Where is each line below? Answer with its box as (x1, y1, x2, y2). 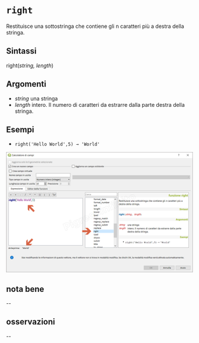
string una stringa (14, 95, 58, 102)
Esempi (6, 125, 34, 135)
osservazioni (6, 317, 55, 327)
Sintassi (6, 46, 37, 56)
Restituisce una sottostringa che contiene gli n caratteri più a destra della (6, 23, 185, 30)
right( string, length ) (6, 62, 54, 69)
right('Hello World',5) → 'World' (14, 141, 100, 148)
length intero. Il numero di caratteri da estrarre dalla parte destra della (14, 101, 185, 108)
